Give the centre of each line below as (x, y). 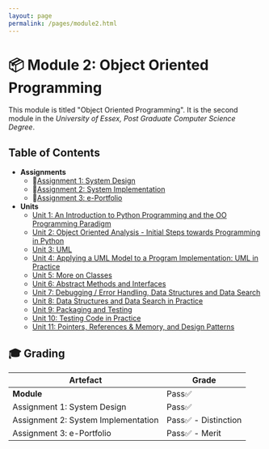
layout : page (30, 16)
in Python (48, 241)
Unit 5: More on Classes (72, 275)
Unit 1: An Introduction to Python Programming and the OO (130, 215)
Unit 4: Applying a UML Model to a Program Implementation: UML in (145, 258)
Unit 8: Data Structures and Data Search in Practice (118, 301)
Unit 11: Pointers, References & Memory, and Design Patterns (133, 327)
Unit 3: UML (52, 250)
